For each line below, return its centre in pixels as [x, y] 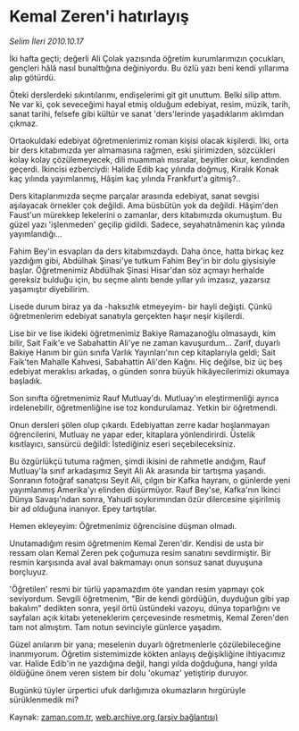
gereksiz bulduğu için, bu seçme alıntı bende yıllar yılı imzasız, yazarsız [140, 280]
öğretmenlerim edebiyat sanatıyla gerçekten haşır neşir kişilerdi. [127, 315]
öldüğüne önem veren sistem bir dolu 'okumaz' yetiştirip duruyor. [129, 673]
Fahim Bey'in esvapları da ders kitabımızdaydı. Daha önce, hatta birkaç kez [147, 251]
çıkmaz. [24, 123]
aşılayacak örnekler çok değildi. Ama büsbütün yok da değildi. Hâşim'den [144, 205]
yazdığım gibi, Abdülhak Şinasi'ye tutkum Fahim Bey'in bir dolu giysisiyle [143, 260]
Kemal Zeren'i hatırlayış [99, 17]
